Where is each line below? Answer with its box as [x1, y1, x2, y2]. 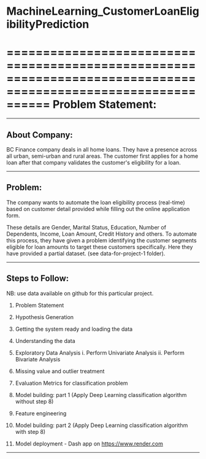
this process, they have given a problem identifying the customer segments [6, 236, 197, 244]
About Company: [6, 129, 74, 140]
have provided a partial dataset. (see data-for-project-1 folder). [6, 250, 166, 257]
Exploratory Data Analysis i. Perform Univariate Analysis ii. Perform [15, 349, 185, 357]
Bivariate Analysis [15, 355, 61, 363]
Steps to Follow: [6, 273, 69, 283]
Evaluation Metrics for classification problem [15, 379, 128, 387]
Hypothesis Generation [15, 313, 74, 320]
